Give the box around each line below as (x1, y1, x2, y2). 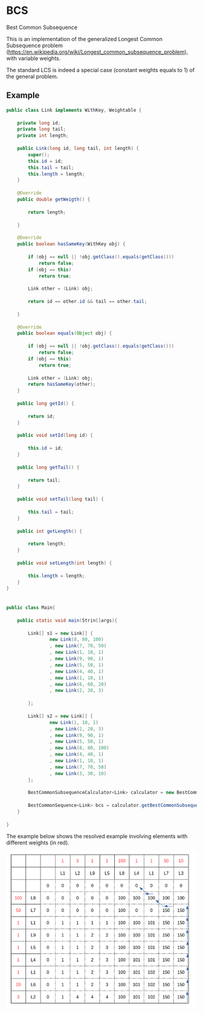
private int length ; (17, 132, 69, 139)
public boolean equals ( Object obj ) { (17, 330, 112, 336)
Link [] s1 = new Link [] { (28, 630, 94, 636)
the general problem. (6, 73, 59, 80)
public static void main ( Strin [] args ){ (17, 617, 118, 624)
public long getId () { (17, 400, 74, 406)
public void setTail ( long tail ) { (17, 497, 104, 503)
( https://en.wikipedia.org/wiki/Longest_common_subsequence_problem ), (6, 48, 188, 55)
